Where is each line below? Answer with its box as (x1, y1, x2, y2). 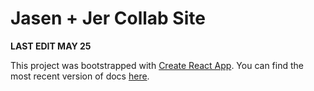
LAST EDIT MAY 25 (10, 40, 92, 52)
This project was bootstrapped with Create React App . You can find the (10, 59, 304, 71)
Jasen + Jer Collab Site (10, 7, 206, 30)
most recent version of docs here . (10, 70, 150, 82)
